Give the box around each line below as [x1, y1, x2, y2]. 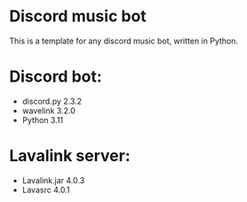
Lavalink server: [9, 146, 131, 166]
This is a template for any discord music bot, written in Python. [9, 35, 238, 46]
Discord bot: [9, 66, 102, 87]
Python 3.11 [21, 114, 64, 125]
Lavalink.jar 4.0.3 [21, 175, 85, 185]
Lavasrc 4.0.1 [21, 184, 70, 195]
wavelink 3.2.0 [21, 105, 76, 116]
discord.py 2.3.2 [21, 96, 83, 106]
